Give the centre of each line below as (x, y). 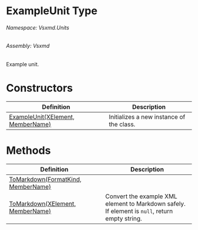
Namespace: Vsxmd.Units (38, 27)
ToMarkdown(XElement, (42, 203)
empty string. (124, 218)
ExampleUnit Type (52, 11)
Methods (29, 150)
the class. (122, 124)
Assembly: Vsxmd (28, 46)
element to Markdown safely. (145, 203)
